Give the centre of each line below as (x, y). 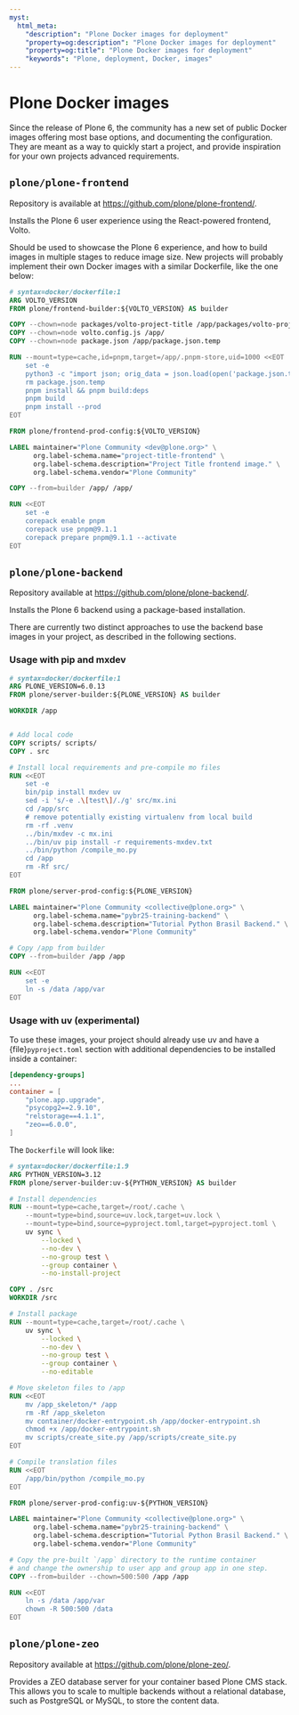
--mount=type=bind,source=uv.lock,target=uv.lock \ (123, 1216)
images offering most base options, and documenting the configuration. (141, 137)
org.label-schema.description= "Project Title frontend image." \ (156, 464)
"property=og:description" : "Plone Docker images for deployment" (151, 42)
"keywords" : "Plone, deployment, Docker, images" (119, 59)
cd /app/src (47, 809)
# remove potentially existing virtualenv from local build (139, 817)
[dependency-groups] (48, 1074)
